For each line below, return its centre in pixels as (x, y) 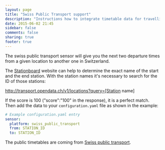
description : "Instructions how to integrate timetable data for (73, 19)
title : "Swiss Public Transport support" (48, 14)
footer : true (18, 42)
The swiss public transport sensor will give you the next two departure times (82, 56)
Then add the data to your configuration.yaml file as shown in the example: (82, 105)
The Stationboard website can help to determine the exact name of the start (82, 71)
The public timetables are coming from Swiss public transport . (68, 142)
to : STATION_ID (25, 133)
